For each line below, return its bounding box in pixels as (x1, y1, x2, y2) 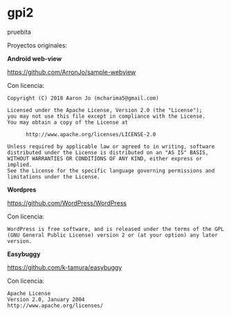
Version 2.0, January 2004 (7, 296, 85, 303)
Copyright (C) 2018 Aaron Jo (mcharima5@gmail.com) (7, 95, 159, 102)
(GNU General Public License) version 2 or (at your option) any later (7, 232, 218, 239)
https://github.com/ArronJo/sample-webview (7, 68, 136, 76)
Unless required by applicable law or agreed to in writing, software (7, 143, 215, 150)
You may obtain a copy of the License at (7, 119, 129, 126)
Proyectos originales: (7, 41, 68, 49)
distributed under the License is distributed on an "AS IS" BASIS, (7, 149, 209, 156)
